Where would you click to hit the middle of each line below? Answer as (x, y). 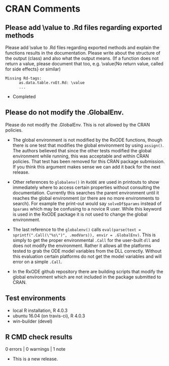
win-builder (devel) (32, 321)
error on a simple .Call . (37, 262)
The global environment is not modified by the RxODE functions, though (88, 140)
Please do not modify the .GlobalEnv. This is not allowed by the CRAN (78, 125)
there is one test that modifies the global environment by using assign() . (88, 145)
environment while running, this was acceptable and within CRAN (81, 156)
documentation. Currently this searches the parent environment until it (86, 192)
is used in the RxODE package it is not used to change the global (80, 214)
